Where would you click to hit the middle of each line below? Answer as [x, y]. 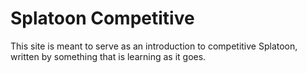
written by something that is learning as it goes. [108, 56]
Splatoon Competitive [102, 18]
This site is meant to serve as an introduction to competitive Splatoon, [154, 46]
